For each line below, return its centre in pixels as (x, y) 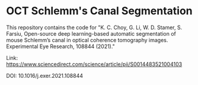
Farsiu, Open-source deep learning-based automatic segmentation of (91, 33)
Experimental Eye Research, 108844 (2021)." (61, 46)
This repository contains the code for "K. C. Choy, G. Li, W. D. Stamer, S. (94, 27)
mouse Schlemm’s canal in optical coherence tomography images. (87, 40)
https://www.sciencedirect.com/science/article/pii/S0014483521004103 (94, 64)
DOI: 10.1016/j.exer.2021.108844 (45, 75)
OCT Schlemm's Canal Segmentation (99, 11)
